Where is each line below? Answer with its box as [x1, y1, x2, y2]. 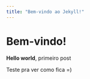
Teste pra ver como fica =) [6, 66, 72, 73]
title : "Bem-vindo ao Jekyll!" [6, 8, 85, 15]
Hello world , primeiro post [6, 54, 71, 62]
